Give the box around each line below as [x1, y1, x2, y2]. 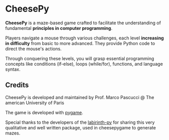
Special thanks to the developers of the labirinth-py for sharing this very [5, 119, 155, 125]
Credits [5, 81, 29, 89]
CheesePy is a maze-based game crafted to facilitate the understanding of [5, 20, 161, 26]
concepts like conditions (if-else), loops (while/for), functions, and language [5, 61, 163, 67]
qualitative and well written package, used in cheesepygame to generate [5, 124, 156, 130]
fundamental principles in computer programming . [5, 25, 112, 31]
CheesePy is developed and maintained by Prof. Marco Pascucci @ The [5, 94, 154, 100]
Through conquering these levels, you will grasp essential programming [5, 55, 154, 61]
